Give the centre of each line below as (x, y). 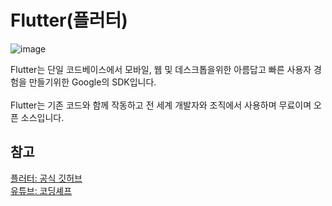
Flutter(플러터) (69, 20)
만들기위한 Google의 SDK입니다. (92, 82)
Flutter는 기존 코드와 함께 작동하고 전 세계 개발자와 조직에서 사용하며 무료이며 (161, 105)
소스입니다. (42, 117)
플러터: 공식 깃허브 (46, 178)
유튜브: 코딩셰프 (41, 190)
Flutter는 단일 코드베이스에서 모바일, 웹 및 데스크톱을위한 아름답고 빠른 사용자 (161, 69)
